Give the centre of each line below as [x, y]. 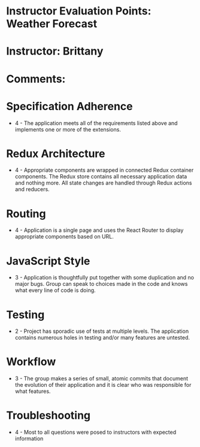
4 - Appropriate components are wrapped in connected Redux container [104, 170]
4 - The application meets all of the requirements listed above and [96, 123]
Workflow [31, 362]
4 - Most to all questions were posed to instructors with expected [96, 432]
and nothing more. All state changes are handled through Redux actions [103, 183]
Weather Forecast [52, 24]
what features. [33, 391]
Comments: [36, 79]
